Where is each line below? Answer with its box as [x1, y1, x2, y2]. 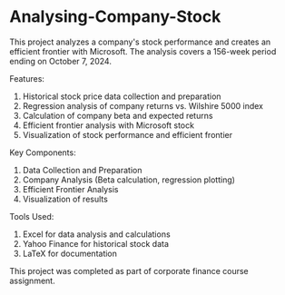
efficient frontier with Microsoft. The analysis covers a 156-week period [9, 45, 277, 56]
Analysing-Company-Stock [9, 6, 221, 27]
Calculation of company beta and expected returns [22, 110, 213, 121]
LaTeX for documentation [22, 248, 118, 259]
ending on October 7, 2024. [9, 55, 112, 66]
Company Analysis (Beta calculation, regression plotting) [22, 174, 236, 185]
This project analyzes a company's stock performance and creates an [9, 36, 271, 47]
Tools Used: [9, 211, 54, 221]
